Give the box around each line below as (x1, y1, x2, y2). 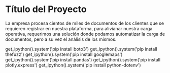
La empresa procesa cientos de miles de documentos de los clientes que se (5, 20, 164, 26)
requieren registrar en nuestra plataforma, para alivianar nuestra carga (5, 25, 153, 31)
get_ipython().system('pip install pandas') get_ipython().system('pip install (5, 56, 161, 62)
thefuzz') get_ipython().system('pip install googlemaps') (5, 51, 123, 57)
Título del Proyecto (5, 4, 87, 15)
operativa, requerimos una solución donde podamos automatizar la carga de (5, 31, 165, 37)
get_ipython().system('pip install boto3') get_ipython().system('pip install (5, 46, 157, 52)
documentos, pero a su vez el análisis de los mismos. (5, 36, 117, 42)
